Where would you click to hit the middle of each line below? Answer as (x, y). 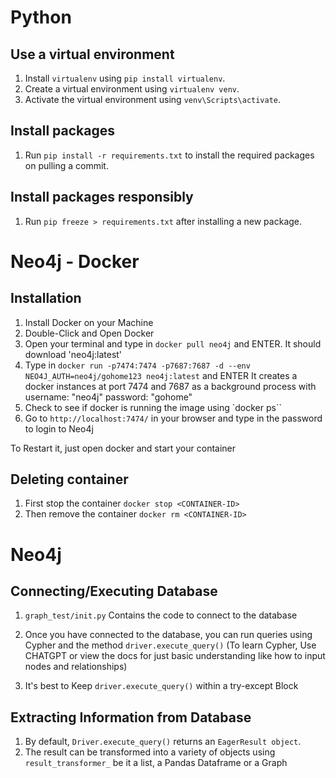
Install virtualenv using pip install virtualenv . (125, 78)
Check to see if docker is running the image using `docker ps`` (153, 407)
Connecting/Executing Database (114, 591)
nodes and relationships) (76, 667)
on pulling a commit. (66, 165)
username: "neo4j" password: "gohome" (108, 397)
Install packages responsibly (102, 197)
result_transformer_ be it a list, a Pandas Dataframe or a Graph (156, 763)
